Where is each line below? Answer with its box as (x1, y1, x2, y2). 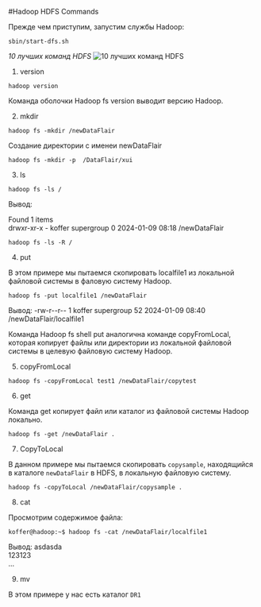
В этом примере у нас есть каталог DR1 (8, 590, 141, 599)
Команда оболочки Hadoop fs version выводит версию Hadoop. (8, 96, 224, 106)
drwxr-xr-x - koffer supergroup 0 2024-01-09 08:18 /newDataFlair (8, 223, 225, 233)
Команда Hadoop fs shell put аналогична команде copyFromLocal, (8, 330, 232, 338)
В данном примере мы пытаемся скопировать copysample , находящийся (8, 460, 254, 469)
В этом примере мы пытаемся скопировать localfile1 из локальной (8, 268, 235, 277)
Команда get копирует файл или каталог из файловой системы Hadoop (8, 407, 250, 416)
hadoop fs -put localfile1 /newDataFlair (8, 292, 148, 300)
